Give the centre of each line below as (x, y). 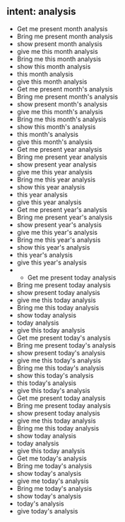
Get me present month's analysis (65, 89)
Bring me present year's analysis (65, 217)
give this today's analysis (53, 390)
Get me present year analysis (59, 149)
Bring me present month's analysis (67, 96)
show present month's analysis (62, 104)
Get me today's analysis (52, 458)
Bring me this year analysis (56, 179)
